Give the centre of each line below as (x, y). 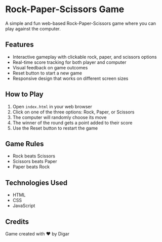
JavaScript (24, 206)
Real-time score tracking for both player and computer (69, 62)
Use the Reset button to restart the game (55, 128)
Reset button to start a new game (47, 73)
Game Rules (25, 144)
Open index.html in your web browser (52, 106)
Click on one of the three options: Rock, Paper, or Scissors (73, 112)
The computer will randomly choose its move (59, 117)
